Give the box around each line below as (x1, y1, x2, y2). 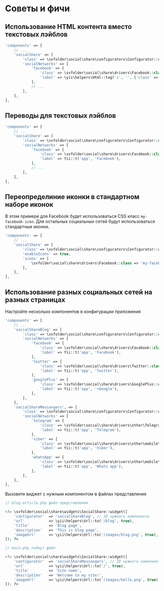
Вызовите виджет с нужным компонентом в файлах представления (5, 491, 146, 497)
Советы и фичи (5, 3, 70, 14)
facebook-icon (5, 219, 34, 225)
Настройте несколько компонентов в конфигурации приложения (5, 308, 141, 314)
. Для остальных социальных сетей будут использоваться (33, 219, 155, 225)
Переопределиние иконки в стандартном (5, 192, 140, 201)
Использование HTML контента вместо (5, 23, 132, 31)
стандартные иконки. (5, 224, 50, 230)
